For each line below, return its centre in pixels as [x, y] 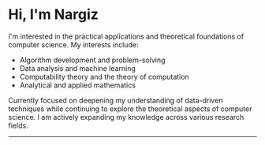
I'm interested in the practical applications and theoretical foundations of [126, 36]
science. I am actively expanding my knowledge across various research [126, 117]
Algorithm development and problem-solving [92, 60]
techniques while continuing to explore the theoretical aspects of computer [130, 109]
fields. [19, 125]
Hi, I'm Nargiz [53, 15]
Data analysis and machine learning [78, 68]
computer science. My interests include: [73, 44]
